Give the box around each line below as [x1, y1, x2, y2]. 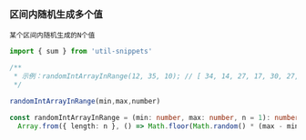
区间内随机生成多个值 [9, 7, 103, 20]
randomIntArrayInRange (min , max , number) [9, 96, 161, 105]
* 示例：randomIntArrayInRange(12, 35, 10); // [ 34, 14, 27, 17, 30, [13, 72, 283, 81]
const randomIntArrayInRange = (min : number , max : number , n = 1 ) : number [9, 113, 300, 122]
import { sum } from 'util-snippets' [9, 47, 153, 56]
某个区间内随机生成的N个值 [9, 31, 96, 40]
